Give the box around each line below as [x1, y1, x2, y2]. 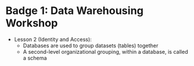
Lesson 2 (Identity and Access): [14, 36, 92, 43]
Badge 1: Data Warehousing [5, 4, 144, 18]
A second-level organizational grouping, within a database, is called [22, 48, 189, 55]
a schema [22, 54, 47, 61]
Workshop [5, 16, 58, 30]
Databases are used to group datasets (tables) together [22, 42, 159, 49]
